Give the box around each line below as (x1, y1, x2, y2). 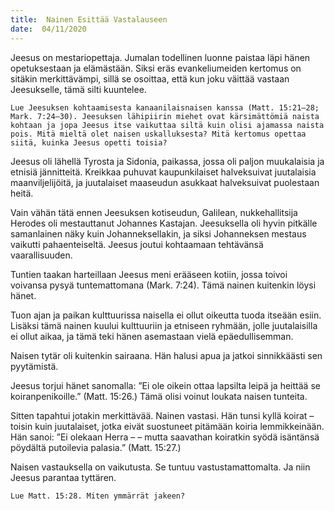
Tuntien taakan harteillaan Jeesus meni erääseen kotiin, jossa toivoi (10, 268, 288, 280)
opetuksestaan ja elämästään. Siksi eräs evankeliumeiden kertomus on (10, 62, 302, 74)
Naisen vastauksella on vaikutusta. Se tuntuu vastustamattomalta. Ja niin (10, 461, 311, 473)
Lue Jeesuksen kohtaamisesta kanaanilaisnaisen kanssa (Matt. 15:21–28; (10, 102, 320, 113)
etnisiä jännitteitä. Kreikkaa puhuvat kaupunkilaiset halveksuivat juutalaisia (10, 166, 317, 178)
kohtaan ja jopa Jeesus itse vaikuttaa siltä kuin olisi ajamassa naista (10, 120, 325, 130)
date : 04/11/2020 (10, 24, 87, 34)
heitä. (10, 187, 34, 199)
